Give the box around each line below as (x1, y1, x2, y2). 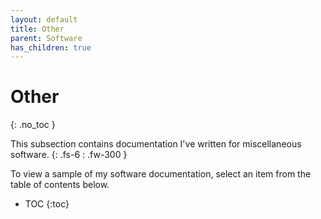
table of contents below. (10, 179, 110, 191)
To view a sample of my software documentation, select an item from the (10, 168, 312, 180)
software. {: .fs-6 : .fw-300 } (10, 149, 128, 161)
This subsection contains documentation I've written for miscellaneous (10, 138, 302, 150)
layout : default (10, 14, 78, 25)
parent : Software (10, 33, 83, 43)
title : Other (10, 24, 65, 34)
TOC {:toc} (24, 198, 70, 210)
